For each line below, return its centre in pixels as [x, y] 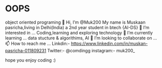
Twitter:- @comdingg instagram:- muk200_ [91, 50]
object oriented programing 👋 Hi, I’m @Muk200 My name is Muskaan [75, 22]
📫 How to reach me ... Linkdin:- [38, 43]
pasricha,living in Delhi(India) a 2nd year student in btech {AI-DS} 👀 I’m [77, 27]
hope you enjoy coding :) [30, 60]
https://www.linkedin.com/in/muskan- [109, 43]
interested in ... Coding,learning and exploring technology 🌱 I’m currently [79, 33]
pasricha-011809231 [26, 50]
